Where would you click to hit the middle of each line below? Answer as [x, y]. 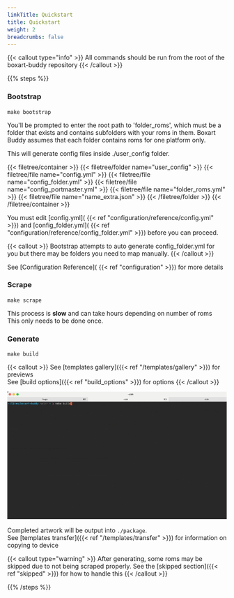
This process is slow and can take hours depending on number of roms [110, 313]
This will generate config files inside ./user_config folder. [88, 153]
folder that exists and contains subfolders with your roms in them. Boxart [111, 132]
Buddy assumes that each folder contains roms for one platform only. [107, 140]
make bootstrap [29, 112]
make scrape [24, 300]
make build [23, 354]
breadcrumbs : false [36, 37]
